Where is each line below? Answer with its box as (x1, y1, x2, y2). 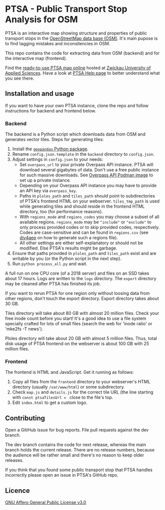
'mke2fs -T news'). (5, 326, 43, 332)
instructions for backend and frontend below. (5, 108, 97, 113)
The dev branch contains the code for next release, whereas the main (5, 442, 146, 448)
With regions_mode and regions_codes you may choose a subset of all (19, 214, 160, 220)
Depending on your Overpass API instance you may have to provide (19, 183, 157, 189)
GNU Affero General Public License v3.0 (5, 499, 86, 505)
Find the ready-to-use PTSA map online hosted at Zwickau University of (5, 65, 151, 71)
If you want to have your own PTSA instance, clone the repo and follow (5, 102, 149, 109)
